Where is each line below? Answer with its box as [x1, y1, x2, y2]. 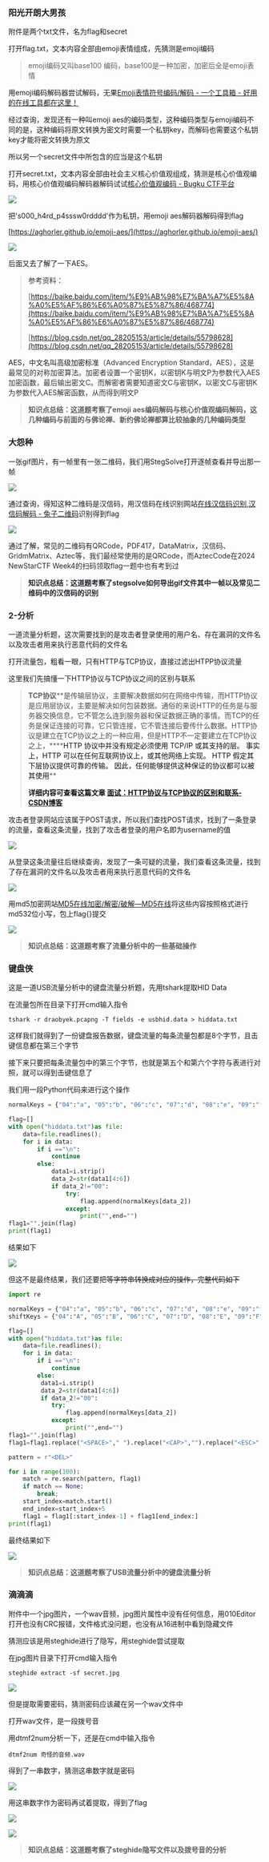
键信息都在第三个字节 [8, 1041, 78, 1050]
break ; [37, 1490, 59, 1498]
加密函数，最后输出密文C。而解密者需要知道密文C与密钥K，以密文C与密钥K [8, 378, 258, 388]
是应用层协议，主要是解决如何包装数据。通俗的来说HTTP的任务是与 [27, 700, 251, 710]
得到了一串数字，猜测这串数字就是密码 [8, 1765, 134, 1775]
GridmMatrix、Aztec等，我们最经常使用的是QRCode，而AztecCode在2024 [8, 550, 255, 560]
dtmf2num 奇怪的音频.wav [8, 1751, 86, 1759]
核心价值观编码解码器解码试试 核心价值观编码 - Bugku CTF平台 [29, 179, 235, 189]
